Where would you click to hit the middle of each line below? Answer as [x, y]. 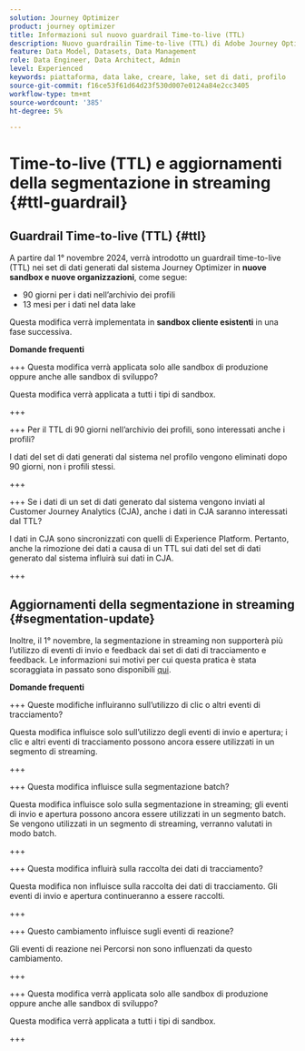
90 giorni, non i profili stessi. [63, 467]
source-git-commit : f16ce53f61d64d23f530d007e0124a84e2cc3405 [129, 86]
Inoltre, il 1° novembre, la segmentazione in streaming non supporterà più [146, 641]
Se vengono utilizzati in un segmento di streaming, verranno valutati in [141, 824]
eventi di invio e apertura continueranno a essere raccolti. [117, 896]
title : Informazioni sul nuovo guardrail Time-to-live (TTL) [128, 35]
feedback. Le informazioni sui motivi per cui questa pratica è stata [133, 660]
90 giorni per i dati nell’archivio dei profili [98, 295]
